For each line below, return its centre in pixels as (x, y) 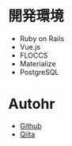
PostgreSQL (39, 72)
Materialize (38, 63)
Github (30, 125)
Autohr (32, 104)
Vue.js (30, 47)
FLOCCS (34, 55)
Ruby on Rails (42, 38)
